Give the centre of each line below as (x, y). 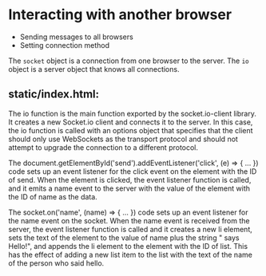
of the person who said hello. (56, 263)
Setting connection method (65, 45)
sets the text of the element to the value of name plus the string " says (124, 238)
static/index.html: (54, 95)
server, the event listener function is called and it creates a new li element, (131, 229)
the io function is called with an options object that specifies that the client (131, 130)
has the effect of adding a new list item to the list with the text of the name (131, 254)
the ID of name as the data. (53, 196)
